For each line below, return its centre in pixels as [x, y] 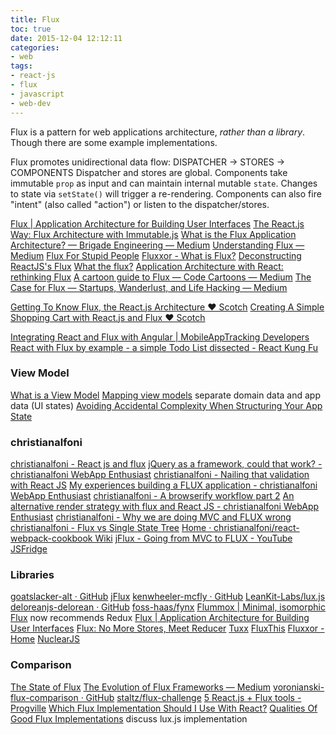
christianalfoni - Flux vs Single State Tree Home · [111, 528]
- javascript [37, 94]
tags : [21, 66]
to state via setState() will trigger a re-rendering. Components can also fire [166, 193]
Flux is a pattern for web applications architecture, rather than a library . [158, 132]
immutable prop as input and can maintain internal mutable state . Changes [164, 183]
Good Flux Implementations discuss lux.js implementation [129, 718]
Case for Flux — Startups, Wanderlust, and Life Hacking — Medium [149, 287]
